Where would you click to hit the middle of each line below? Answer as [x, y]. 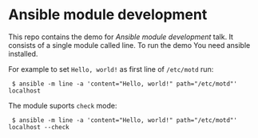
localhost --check [39, 127]
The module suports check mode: [63, 105]
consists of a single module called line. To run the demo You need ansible [129, 45]
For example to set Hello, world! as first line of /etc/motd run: [111, 69]
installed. [23, 53]
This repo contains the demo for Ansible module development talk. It [121, 37]
